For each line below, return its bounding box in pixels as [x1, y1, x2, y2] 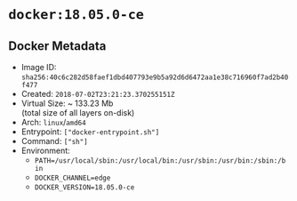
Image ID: [20, 62, 57, 72]
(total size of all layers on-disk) [20, 108, 135, 117]
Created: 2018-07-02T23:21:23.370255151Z [20, 89, 175, 99]
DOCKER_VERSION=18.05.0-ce [34, 183, 135, 192]
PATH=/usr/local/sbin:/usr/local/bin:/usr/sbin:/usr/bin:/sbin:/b [34, 157, 286, 165]
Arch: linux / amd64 [20, 117, 86, 127]
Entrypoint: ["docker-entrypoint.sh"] [20, 126, 160, 137]
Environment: [20, 145, 70, 156]
